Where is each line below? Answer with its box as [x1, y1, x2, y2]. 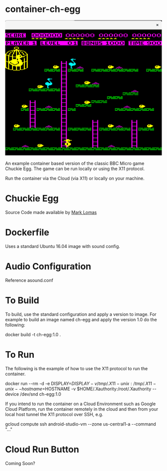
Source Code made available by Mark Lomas [5, 210, 97, 215]
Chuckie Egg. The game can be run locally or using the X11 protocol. [5, 166, 145, 172]
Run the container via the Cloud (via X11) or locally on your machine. [5, 176, 145, 182]
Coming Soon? [5, 460, 36, 466]
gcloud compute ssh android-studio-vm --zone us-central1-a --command [5, 421, 157, 427]
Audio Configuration [5, 261, 91, 272]
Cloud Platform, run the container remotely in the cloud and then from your [5, 406, 159, 412]
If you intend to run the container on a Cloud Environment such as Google [5, 401, 156, 407]
